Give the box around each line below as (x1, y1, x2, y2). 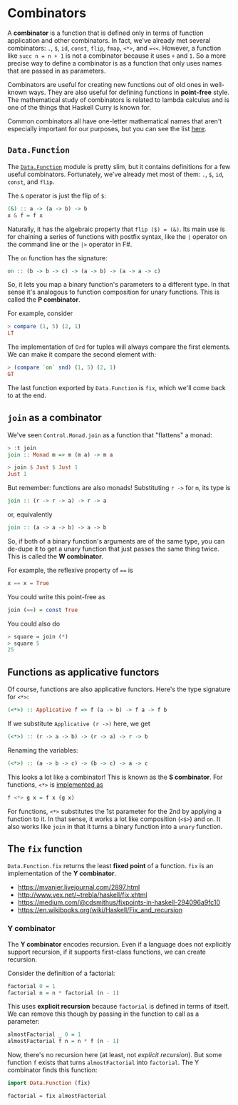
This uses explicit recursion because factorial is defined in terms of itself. (7, 1002, 229, 1011)
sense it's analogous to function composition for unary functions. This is (7, 287, 219, 297)
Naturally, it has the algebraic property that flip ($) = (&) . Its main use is (7, 225, 226, 233)
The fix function (7, 843, 83, 855)
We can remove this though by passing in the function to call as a (7, 1009, 200, 1018)
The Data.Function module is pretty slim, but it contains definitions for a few (7, 162, 231, 170)
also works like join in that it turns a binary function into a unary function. (7, 822, 223, 830)
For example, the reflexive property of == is (7, 566, 133, 574)
